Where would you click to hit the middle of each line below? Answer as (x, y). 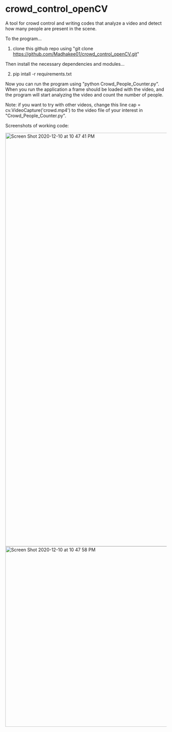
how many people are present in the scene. (51, 28)
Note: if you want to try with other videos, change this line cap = (73, 105)
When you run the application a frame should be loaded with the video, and (85, 89)
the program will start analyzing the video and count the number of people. (84, 95)
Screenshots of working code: (37, 125)
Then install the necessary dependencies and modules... (65, 64)
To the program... (24, 39)
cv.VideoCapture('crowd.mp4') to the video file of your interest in (74, 110)
